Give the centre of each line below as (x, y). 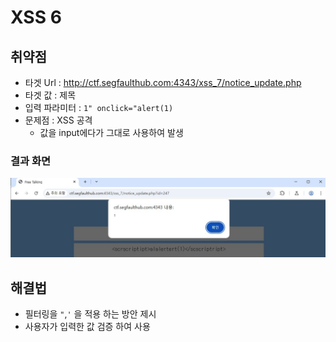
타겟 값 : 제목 (50, 95)
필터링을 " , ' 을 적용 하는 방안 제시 (90, 314)
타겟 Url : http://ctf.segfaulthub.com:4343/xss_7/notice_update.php (163, 82)
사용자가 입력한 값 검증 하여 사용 (87, 327)
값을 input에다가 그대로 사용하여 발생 (111, 132)
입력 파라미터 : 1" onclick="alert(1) (99, 107)
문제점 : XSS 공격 (58, 120)
